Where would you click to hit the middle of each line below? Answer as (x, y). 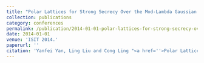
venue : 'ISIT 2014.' (32, 40)
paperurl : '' (23, 46)
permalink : (20, 28)
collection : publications (39, 17)
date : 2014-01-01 (28, 34)
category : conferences (35, 23)
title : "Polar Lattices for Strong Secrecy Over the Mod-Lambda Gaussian (102, 12)
